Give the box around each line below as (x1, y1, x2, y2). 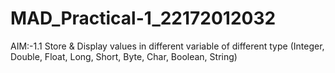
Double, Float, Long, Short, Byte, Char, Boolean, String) (10, 50, 238, 62)
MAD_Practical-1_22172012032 (10, 7, 277, 30)
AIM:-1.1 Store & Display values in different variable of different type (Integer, (10, 40, 325, 52)
